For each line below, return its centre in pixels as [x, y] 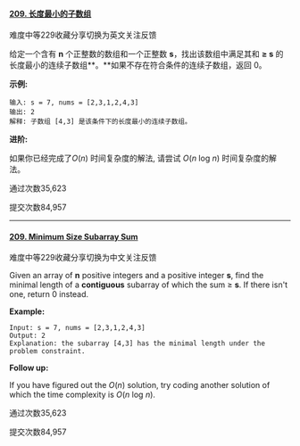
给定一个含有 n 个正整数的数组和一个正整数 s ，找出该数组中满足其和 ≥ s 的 [146, 54]
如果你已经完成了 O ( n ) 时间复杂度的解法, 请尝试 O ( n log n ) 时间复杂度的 [139, 158]
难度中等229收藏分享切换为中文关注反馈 [83, 258]
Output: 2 [28, 336]
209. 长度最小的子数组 [50, 13]
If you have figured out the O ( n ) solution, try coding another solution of [140, 385]
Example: [27, 311]
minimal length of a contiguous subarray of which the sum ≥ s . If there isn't [149, 285]
